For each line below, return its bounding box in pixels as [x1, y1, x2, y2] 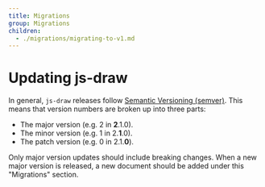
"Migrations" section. [8, 170, 79, 180]
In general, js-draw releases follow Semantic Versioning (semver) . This [8, 96, 243, 106]
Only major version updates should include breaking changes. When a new [8, 152, 258, 162]
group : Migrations [8, 19, 70, 27]
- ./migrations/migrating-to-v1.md [15, 34, 135, 43]
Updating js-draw [8, 69, 128, 87]
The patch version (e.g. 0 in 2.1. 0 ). [19, 137, 135, 147]
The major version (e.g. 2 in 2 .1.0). [19, 120, 134, 130]
